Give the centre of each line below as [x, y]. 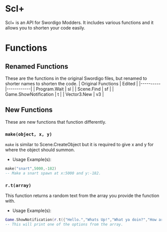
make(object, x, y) [29, 134]
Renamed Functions [37, 66]
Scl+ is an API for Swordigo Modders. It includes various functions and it [80, 22]
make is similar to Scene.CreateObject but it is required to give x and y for [80, 145]
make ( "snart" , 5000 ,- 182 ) [31, 169]
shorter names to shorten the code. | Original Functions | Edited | [72, 83]
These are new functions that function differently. [56, 122]
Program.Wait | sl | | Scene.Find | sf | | [75, 89]
